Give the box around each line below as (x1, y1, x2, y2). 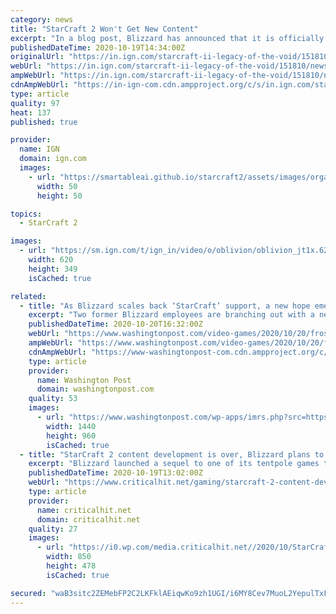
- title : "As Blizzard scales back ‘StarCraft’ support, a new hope (19, 301, 311, 311)
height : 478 (46, 561, 97, 571)
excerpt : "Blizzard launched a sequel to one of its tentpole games (28, 459, 320, 469)
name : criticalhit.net (36, 505, 132, 515)
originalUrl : (10, 52, 65, 62)
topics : (10, 209, 43, 219)
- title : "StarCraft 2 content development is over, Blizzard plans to (19, 449, 325, 460)
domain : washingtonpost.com (36, 384, 155, 395)
